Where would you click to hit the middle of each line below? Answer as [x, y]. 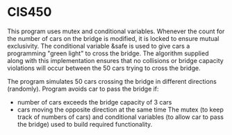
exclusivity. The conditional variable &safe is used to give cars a [99, 46]
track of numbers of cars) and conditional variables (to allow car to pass [121, 117]
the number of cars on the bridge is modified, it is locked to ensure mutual [113, 38]
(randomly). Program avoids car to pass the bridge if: [83, 89]
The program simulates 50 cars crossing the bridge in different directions [112, 81]
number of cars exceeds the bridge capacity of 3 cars [94, 102]
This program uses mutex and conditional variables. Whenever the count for [116, 31]
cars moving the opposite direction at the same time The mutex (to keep [121, 109]
